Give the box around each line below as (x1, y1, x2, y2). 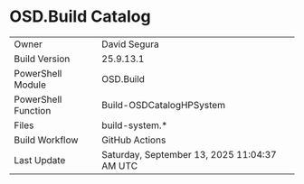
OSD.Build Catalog (9, 6, 151, 27)
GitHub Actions (101, 133, 166, 146)
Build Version (14, 52, 71, 65)
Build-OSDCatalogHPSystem (101, 98, 226, 111)
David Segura (101, 38, 160, 51)
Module (14, 78, 47, 91)
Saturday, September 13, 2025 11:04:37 (101, 148, 278, 161)
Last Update (14, 153, 66, 166)
